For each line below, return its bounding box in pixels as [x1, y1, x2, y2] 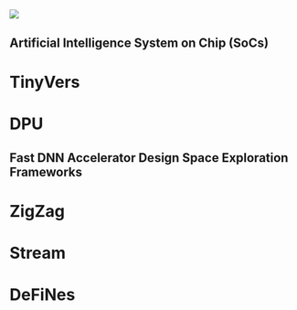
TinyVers [9, 71, 80, 92]
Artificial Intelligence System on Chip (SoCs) [9, 35, 270, 50]
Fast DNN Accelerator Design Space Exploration [9, 150, 289, 166]
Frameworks [9, 164, 83, 179]
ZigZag [9, 200, 66, 221]
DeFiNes [9, 284, 76, 305]
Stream [9, 242, 67, 263]
